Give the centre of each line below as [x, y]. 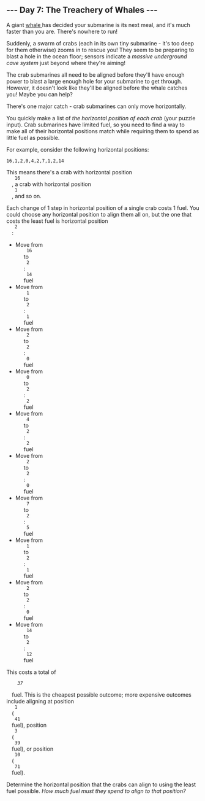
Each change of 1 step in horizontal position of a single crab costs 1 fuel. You [103, 207]
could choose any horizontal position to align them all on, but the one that [99, 214]
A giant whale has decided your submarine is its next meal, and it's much [99, 25]
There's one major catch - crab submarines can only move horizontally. [96, 106]
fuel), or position [33, 749]
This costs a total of [31, 672]
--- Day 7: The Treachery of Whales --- [82, 10]
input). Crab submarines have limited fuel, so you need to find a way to [95, 125]
